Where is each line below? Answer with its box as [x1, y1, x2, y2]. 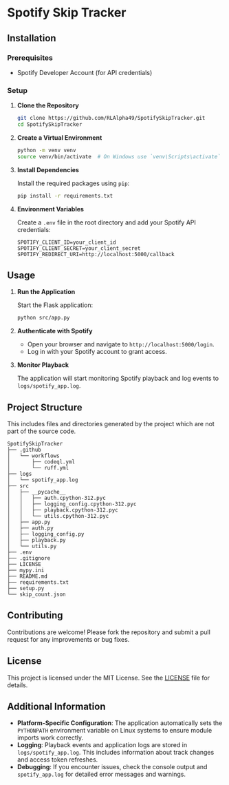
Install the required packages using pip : [17, 179, 130, 187]
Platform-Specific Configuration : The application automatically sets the [17, 719, 223, 727]
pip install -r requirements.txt [17, 192, 113, 199]
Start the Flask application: [17, 301, 94, 309]
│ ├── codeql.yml [7, 459, 76, 465]
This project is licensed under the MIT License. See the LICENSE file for [7, 673, 210, 682]
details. [7, 680, 28, 689]
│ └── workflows [7, 452, 60, 459]
